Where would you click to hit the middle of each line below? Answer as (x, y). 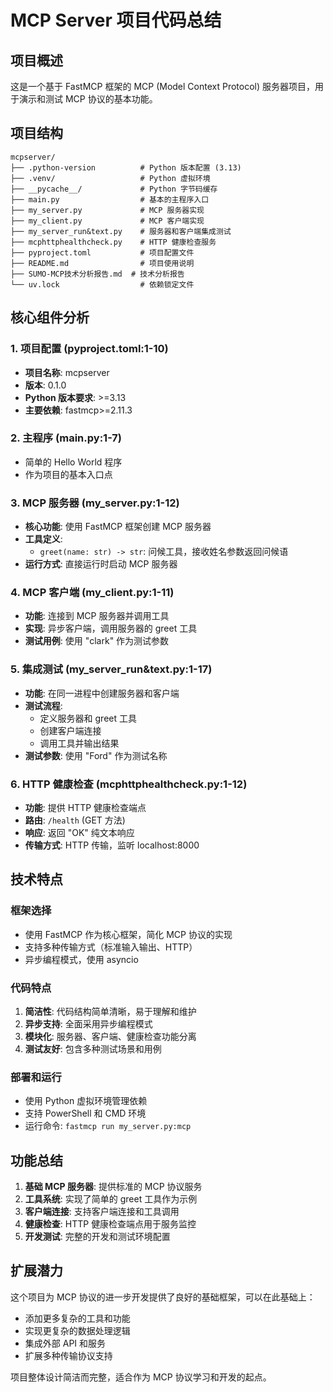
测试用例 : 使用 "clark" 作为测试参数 (97, 641)
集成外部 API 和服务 (65, 1343)
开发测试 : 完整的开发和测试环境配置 (97, 1237)
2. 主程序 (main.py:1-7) (66, 438)
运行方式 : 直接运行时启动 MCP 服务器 (101, 564)
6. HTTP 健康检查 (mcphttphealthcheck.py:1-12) (129, 784)
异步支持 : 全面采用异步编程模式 (88, 1023)
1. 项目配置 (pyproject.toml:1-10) (89, 349)
